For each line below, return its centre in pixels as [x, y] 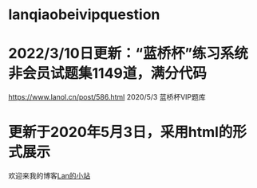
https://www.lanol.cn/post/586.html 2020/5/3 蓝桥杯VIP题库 [107, 97]
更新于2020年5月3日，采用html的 [121, 132]
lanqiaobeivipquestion [84, 15]
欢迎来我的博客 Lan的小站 [49, 176]
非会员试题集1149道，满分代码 [108, 74]
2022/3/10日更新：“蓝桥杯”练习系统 [128, 54]
